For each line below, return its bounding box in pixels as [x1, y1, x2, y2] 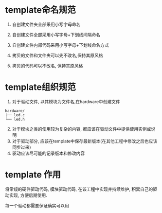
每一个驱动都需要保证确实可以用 [5, 202, 69, 208]
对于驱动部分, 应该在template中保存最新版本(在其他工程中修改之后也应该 [12, 138, 158, 144]
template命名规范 [5, 4, 76, 16]
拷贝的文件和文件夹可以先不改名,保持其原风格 [12, 52, 103, 58]
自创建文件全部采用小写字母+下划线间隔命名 [12, 32, 101, 37]
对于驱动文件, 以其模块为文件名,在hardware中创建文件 [12, 98, 121, 105]
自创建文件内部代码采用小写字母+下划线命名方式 [12, 42, 109, 48]
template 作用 [5, 169, 61, 180]
